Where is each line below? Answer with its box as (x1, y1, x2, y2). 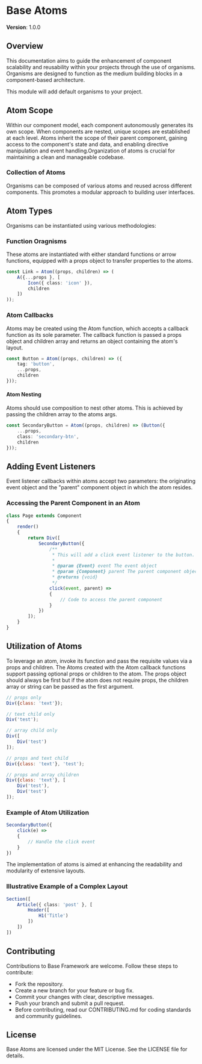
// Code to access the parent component (60, 596, 163, 602)
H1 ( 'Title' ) (38, 913, 69, 919)
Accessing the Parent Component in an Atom (6, 499, 140, 507)
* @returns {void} (52, 574, 98, 580)
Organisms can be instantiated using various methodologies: (6, 222, 156, 229)
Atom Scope (6, 105, 54, 116)
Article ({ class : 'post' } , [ (17, 901, 93, 907)
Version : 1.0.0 (6, 23, 41, 31)
